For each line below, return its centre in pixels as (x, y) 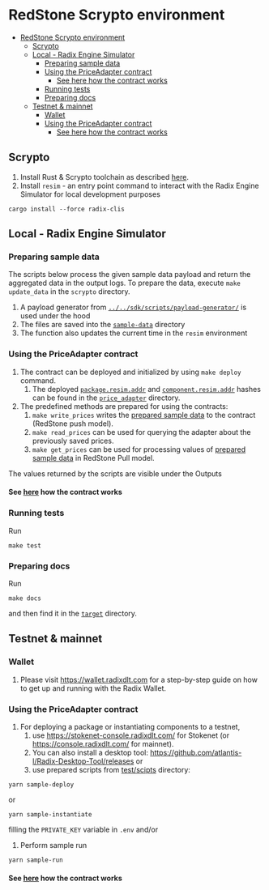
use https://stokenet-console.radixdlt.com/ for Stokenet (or (131, 735)
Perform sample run (53, 845)
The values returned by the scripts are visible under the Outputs (115, 473)
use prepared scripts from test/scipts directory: (111, 769)
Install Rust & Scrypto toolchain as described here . (104, 177)
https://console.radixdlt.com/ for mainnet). (103, 743)
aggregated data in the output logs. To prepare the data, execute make (125, 283)
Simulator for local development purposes (90, 194)
